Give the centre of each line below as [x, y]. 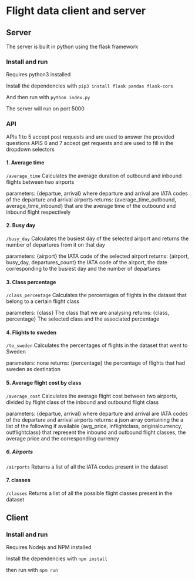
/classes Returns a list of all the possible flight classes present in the [89, 493]
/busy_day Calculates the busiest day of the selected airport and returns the [97, 238]
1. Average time [25, 163]
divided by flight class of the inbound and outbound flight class [83, 402]
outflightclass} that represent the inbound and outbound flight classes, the [96, 432]
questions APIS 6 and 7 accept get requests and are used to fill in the [90, 143]
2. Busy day [21, 225]
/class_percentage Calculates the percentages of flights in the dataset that [96, 295]
